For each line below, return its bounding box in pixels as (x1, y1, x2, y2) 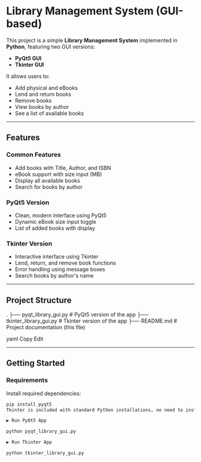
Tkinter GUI (14, 61, 44, 68)
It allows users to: (6, 72, 50, 80)
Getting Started (6, 358, 65, 369)
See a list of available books (14, 110, 84, 117)
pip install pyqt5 (6, 401, 52, 408)
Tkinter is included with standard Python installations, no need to (6, 407, 184, 413)
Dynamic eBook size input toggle (14, 218, 97, 225)
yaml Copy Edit (6, 335, 44, 342)
